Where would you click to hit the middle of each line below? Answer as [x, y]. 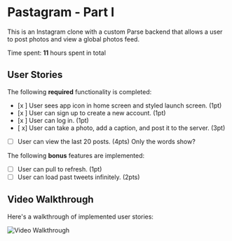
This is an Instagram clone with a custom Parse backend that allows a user [115, 32]
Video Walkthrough [50, 200]
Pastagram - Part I [61, 12]
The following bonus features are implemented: [76, 155]
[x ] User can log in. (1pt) [53, 120]
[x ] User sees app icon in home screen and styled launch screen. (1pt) [120, 105]
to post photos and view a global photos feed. [74, 39]
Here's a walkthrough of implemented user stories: [81, 216]
